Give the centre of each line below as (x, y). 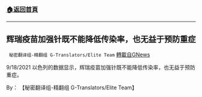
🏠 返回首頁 (22, 9)
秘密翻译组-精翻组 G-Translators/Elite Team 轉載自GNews (79, 54)
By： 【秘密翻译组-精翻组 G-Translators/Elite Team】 (72, 87)
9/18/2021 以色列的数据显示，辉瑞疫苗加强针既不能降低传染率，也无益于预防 (101, 68)
